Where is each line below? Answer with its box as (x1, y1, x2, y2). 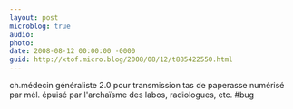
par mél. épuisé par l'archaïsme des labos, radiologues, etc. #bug (9, 89, 255, 100)
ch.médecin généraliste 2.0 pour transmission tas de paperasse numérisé (9, 80, 285, 90)
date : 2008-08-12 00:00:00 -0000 (9, 47, 136, 56)
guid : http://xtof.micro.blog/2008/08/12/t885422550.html (9, 55, 233, 64)
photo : (9, 38, 34, 48)
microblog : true (9, 22, 71, 31)
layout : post (9, 13, 59, 23)
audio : (9, 30, 34, 39)
